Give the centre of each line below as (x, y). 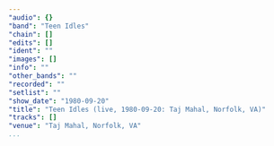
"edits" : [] (31, 43)
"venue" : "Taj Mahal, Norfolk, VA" (75, 126)
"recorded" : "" (37, 84)
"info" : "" (29, 68)
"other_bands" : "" (43, 76)
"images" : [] (33, 59)
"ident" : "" (31, 51)
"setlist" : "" (35, 92)
